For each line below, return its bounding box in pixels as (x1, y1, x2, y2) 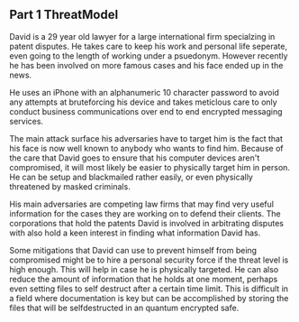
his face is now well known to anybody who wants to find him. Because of (9, 143, 284, 153)
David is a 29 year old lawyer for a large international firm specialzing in (9, 31, 276, 41)
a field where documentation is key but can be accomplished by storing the (9, 292, 289, 303)
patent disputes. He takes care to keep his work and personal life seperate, (9, 41, 288, 51)
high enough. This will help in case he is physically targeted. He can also (9, 263, 279, 274)
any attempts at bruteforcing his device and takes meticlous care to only (9, 97, 277, 107)
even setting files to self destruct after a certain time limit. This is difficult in (9, 283, 289, 294)
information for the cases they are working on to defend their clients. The (9, 207, 281, 219)
